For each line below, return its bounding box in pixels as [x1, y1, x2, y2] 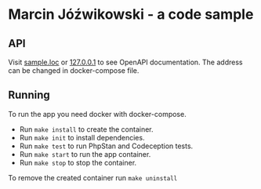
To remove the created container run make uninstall [8, 173, 178, 182]
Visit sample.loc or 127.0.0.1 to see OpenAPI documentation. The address [8, 57, 243, 67]
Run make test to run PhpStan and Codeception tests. [19, 141, 194, 151]
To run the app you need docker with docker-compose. [8, 109, 187, 118]
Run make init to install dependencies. [19, 133, 145, 142]
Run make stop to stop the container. [19, 158, 137, 167]
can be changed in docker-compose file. [8, 66, 140, 75]
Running [8, 89, 51, 102]
